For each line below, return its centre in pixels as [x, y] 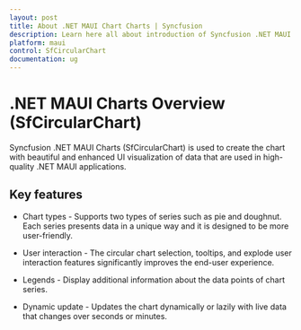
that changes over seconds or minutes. [95, 316]
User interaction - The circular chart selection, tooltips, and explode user [157, 253]
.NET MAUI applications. [82, 166]
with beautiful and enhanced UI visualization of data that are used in [136, 157]
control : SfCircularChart [58, 51]
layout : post [34, 17]
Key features [46, 195]
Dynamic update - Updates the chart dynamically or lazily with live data [155, 307]
